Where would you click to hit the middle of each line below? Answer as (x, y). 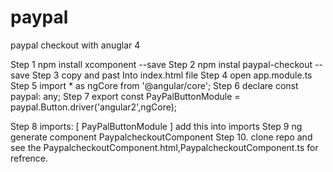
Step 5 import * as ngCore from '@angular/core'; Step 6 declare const (154, 85)
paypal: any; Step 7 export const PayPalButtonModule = (125, 96)
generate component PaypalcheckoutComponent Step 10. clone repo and (161, 137)
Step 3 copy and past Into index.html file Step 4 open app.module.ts (172, 75)
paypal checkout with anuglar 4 (75, 45)
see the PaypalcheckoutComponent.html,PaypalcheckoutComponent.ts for (164, 147)
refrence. (29, 158)
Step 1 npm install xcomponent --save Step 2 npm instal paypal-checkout (161, 64)
